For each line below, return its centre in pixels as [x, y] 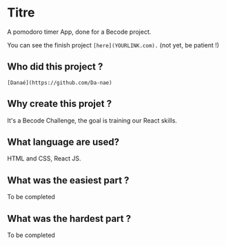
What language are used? [63, 142]
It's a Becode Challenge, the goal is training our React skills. [92, 120]
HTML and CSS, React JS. [44, 158]
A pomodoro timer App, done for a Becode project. [79, 32]
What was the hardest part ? [69, 218]
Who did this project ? [55, 67]
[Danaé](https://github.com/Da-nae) [60, 83]
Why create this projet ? [60, 104]
